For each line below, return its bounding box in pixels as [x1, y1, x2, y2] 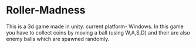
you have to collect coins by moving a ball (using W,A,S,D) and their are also [6, 29, 191, 36]
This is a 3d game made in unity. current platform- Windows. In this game [6, 23, 184, 30]
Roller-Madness [6, 4, 86, 17]
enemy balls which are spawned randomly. [6, 35, 110, 42]
